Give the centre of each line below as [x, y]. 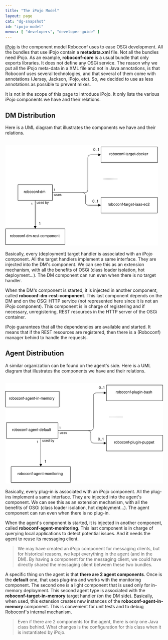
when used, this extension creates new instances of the [63, 601]
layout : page [19, 16]
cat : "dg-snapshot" [26, 21]
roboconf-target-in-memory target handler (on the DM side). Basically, [79, 596]
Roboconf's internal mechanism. [39, 612]
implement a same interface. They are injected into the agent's [77, 497]
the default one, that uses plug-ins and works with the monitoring [73, 580]
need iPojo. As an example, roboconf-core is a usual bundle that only [77, 57]
